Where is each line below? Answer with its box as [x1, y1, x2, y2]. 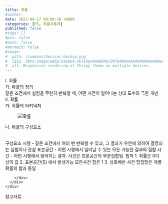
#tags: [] [5, 31, 26, 36]
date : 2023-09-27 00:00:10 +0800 [5, 17, 75, 22]
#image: [5, 49, 21, 54]
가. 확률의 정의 [5, 84, 33, 90]
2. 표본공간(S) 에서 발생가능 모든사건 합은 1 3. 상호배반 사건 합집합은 [19, 159, 152, 165]
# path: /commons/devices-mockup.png [5, 54, 86, 59]
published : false [5, 26, 41, 31]
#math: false [5, 40, 32, 45]
